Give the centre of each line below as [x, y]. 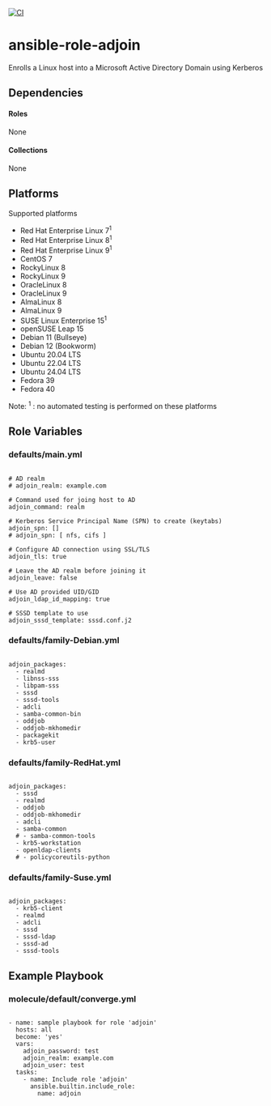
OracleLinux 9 [43, 293]
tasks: [27, 1073]
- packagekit [38, 735]
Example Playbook [56, 976]
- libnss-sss [38, 678]
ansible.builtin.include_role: [83, 1087]
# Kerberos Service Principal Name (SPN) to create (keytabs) [115, 521]
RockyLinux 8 [43, 267]
